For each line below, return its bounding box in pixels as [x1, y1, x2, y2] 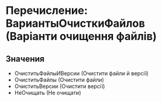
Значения [5, 53, 45, 64]
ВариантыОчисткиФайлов [5, 16, 146, 30]
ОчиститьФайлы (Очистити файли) [14, 76, 104, 83]
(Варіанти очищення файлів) [5, 30, 157, 43]
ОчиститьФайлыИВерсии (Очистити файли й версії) [14, 70, 149, 76]
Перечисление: [5, 4, 88, 18]
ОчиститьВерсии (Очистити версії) [14, 83, 105, 90]
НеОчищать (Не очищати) [14, 89, 82, 96]
